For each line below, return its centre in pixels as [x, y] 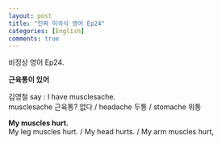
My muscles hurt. [38, 123]
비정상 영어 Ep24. [36, 62]
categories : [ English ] [46, 31]
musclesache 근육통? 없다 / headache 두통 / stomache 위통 [105, 107]
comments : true [34, 38]
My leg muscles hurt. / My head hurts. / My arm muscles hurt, [111, 132]
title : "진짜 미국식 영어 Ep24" [57, 23]
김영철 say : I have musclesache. [62, 97]
